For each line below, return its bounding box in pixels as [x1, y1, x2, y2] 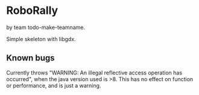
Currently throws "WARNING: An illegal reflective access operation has [6, 69, 183, 76]
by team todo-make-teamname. [6, 24, 86, 31]
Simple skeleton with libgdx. [6, 35, 77, 42]
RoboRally [6, 4, 58, 18]
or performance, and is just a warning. [6, 82, 101, 89]
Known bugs [6, 53, 55, 64]
